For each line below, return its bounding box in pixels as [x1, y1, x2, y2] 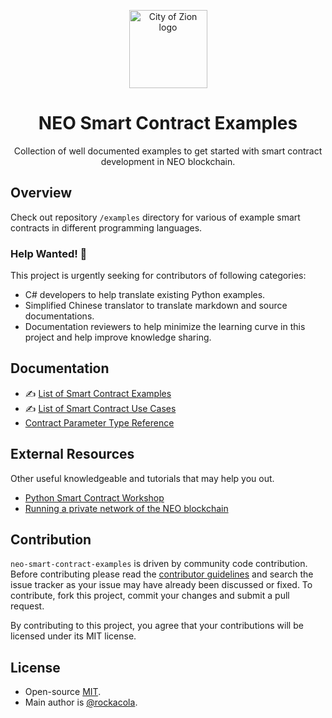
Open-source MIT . [24, 686, 102, 698]
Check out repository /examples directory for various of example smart [10, 211, 301, 223]
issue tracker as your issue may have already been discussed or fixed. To [10, 579, 313, 591]
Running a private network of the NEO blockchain [24, 502, 229, 514]
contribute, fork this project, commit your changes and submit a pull [10, 590, 290, 602]
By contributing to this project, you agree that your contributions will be [10, 620, 304, 632]
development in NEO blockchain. [100, 155, 236, 167]
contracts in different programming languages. [10, 221, 203, 234]
